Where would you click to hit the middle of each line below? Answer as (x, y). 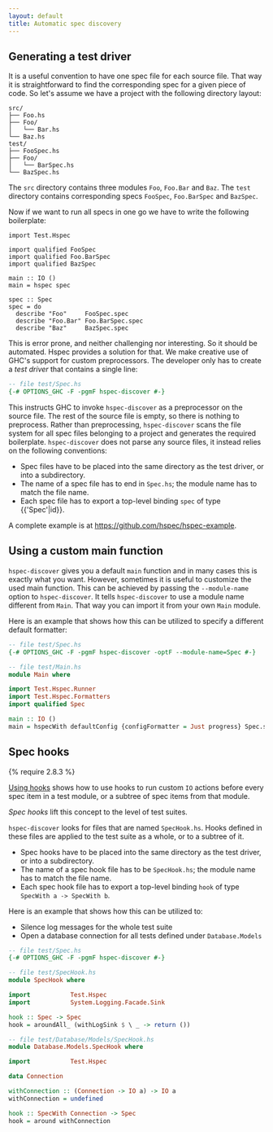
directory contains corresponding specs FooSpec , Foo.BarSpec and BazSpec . (133, 196)
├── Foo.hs (27, 116)
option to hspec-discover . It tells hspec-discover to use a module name (126, 596)
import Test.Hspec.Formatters (60, 697)
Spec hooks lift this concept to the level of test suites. (98, 812)
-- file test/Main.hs (45, 667)
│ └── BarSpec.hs (41, 165)
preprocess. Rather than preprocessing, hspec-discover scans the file (125, 425)
